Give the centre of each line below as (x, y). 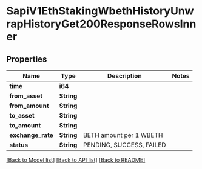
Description (125, 76)
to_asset (22, 116)
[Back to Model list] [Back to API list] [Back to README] (76, 160)
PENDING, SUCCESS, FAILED (124, 145)
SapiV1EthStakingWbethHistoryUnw (100, 11)
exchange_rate (31, 135)
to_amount (25, 125)
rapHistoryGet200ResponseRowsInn (101, 24)
